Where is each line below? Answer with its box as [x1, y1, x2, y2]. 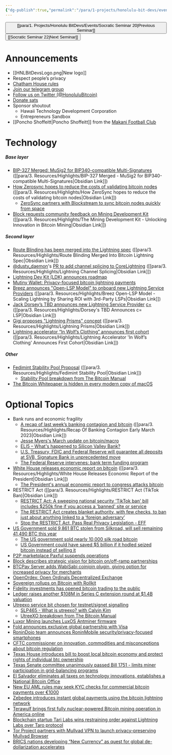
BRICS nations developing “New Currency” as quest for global [12, 738, 144, 744]
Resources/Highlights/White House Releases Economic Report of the [12, 470, 159, 477]
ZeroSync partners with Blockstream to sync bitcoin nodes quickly [20, 200, 161, 206]
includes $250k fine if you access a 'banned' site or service [20, 503, 147, 510]
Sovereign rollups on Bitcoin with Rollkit [12, 580, 96, 586]
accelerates [40, 744, 65, 750]
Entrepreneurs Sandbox [20, 113, 71, 119]
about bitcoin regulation [12, 645, 63, 652]
